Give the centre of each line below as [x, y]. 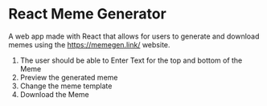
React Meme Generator [87, 14]
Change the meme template [66, 86]
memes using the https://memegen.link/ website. [89, 44]
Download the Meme [55, 94]
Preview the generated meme [69, 77]
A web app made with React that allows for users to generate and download [134, 36]
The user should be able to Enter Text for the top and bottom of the [131, 60]
